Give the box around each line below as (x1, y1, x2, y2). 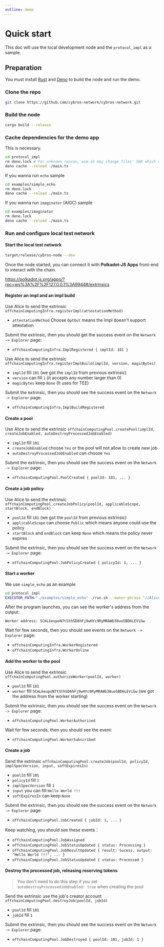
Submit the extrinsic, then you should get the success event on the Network (5, 332, 156, 338)
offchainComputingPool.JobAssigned (12, 838, 85, 843)
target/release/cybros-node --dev (5, 253, 76, 258)
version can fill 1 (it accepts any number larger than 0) (12, 375, 122, 381)
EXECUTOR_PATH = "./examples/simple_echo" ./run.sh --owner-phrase (5, 595, 141, 600)
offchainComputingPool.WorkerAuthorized (12, 718, 96, 723)
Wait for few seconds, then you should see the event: (5, 727, 112, 733)
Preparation (5, 63, 42, 72)
